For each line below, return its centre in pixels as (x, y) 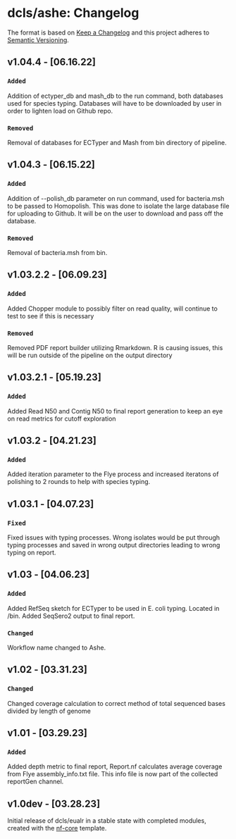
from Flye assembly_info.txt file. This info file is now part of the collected (113, 774)
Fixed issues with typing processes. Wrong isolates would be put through (114, 537)
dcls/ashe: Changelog (73, 13)
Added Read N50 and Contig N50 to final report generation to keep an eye (115, 411)
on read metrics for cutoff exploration (62, 418)
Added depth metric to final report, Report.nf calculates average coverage (115, 766)
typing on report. (32, 552)
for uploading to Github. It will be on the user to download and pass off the (115, 213)
